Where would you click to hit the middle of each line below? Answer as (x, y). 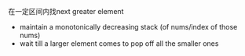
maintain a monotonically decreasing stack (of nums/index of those (128, 27)
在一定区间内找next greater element (66, 11)
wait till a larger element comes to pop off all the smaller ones (119, 44)
